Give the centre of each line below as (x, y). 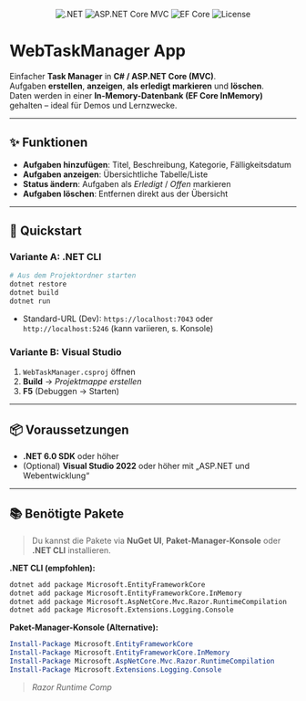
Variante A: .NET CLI (56, 257)
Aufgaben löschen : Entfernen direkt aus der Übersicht (125, 194)
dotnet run (30, 301)
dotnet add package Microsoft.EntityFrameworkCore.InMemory (126, 593)
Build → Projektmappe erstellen (82, 382)
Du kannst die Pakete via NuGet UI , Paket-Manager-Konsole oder (156, 540)
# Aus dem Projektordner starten (73, 276)
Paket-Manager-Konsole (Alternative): (84, 628)
